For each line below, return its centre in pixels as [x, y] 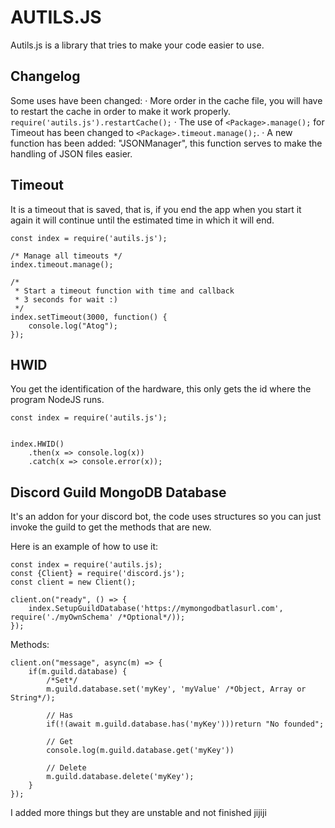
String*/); [33, 698]
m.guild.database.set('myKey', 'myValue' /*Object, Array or [176, 689]
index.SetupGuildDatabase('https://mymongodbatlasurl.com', [156, 609]
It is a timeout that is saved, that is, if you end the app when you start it [156, 209]
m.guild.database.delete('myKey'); [120, 777]
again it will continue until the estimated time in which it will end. [142, 220]
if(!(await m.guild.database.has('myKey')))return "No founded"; [185, 724]
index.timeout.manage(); [62, 264]
